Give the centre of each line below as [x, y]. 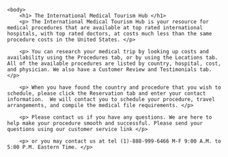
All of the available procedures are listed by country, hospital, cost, [114, 63]
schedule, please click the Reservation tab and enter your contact [106, 94]
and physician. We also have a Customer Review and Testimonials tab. [110, 70]
